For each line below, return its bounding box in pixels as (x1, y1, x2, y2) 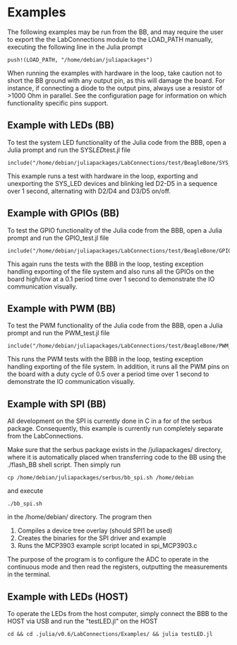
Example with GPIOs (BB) (7, 207, 120, 219)
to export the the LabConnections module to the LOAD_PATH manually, (7, 35, 213, 43)
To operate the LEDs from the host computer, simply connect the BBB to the (7, 610, 228, 617)
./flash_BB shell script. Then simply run (7, 460, 121, 469)
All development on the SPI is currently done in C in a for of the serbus (7, 417, 212, 425)
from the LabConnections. (7, 432, 83, 441)
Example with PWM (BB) (7, 302, 116, 315)
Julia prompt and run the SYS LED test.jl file (7, 146, 130, 154)
